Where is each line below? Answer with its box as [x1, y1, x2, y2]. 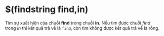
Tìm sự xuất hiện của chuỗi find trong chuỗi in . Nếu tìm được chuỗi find [5, 20, 151, 26]
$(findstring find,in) [5, 4, 88, 15]
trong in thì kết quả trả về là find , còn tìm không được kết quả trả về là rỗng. [5, 25, 160, 31]
